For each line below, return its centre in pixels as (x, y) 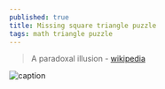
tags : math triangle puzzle (61, 33)
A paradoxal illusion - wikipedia (88, 59)
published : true (39, 17)
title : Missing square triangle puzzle (83, 26)
